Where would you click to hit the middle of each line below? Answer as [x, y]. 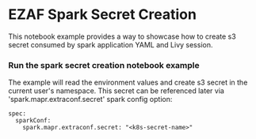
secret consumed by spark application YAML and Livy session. [111, 44]
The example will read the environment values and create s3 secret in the [128, 83]
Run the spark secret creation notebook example [104, 65]
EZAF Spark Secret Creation [102, 15]
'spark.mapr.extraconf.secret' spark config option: [90, 100]
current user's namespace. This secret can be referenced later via [116, 91]
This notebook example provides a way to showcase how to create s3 [122, 36]
